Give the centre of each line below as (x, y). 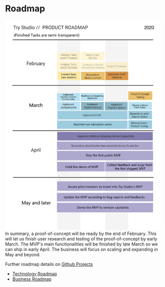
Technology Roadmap (35, 274)
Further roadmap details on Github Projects (49, 264)
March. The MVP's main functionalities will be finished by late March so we (82, 244)
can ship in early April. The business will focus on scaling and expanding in (82, 249)
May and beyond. (23, 254)
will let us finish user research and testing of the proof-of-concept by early (81, 239)
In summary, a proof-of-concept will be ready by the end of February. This (81, 234)
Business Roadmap (32, 279)
